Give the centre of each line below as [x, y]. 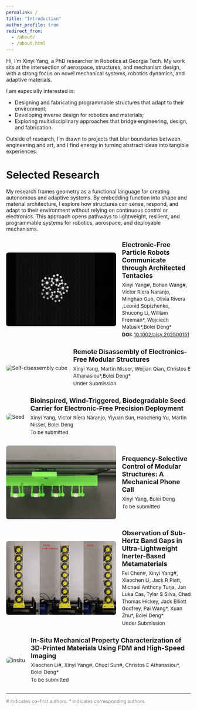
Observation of [145, 533]
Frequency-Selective [155, 459]
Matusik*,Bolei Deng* [147, 327]
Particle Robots [146, 252]
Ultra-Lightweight [150, 549]
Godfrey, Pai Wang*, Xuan [152, 608]
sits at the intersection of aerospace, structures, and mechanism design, [94, 67]
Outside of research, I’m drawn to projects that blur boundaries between [93, 139]
